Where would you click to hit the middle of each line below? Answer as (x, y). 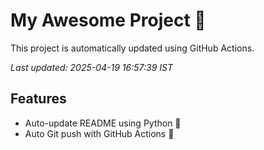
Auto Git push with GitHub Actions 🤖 (99, 133)
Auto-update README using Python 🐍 (103, 123)
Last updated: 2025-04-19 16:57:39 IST (91, 67)
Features (38, 99)
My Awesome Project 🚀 (108, 20)
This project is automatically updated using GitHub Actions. (132, 48)
